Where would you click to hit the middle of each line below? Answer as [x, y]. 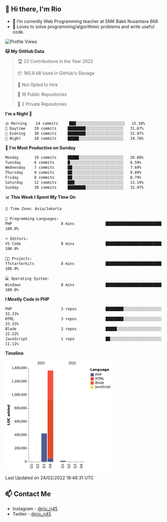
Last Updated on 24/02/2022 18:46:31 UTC [49, 478]
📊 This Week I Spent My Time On [40, 197]
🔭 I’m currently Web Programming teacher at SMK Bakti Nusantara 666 [85, 21]
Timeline [14, 353]
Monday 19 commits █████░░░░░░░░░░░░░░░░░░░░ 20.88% [74, 157]
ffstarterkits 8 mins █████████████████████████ [83, 263]
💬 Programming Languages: [32, 219]
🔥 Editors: [17, 239]
